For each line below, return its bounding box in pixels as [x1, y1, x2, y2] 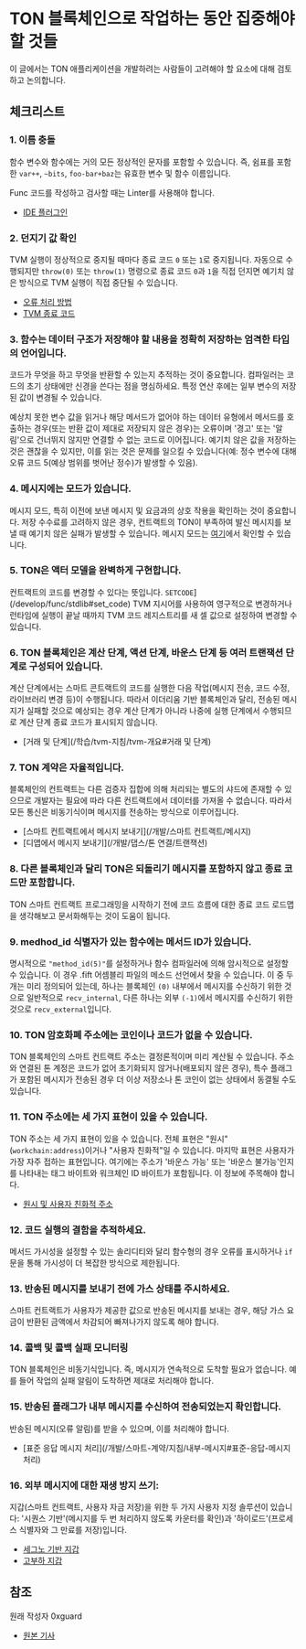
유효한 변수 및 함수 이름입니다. [122, 167, 231, 178]
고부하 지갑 [22, 1556, 63, 1567]
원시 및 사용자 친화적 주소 [22, 1198, 114, 1209]
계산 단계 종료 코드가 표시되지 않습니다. [18, 717, 158, 728]
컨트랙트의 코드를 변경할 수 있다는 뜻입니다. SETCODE [9, 586, 195, 597]
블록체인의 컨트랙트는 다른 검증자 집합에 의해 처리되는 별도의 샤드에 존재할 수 [9, 784, 283, 795]
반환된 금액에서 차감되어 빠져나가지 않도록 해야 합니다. [26, 1316, 219, 1327]
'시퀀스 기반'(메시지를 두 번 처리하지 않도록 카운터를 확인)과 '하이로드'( [21, 1513, 271, 1524]
